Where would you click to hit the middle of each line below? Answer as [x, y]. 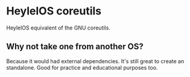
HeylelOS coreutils [54, 11]
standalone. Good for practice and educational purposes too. [82, 67]
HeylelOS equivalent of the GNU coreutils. [58, 28]
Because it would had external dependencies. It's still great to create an [95, 61]
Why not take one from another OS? [75, 47]
